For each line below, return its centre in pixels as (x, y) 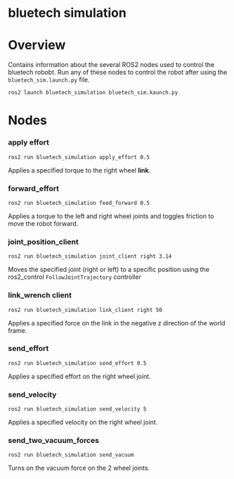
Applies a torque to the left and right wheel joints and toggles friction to (111, 216)
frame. (18, 330)
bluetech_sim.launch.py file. (49, 80)
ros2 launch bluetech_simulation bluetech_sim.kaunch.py (93, 93)
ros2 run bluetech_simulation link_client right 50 (85, 310)
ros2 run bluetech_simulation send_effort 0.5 (77, 363)
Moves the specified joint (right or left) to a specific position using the (109, 270)
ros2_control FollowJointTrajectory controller (74, 277)
